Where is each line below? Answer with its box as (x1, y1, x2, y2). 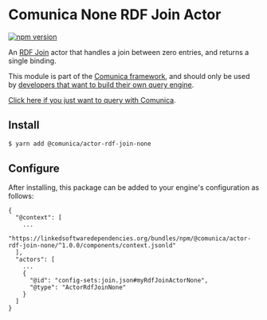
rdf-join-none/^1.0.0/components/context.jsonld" (8, 242, 177, 250)
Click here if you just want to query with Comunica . (8, 95, 177, 105)
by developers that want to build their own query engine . (8, 80, 194, 89)
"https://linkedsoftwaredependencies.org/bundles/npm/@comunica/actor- (8, 235, 251, 243)
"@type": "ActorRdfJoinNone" (29, 283, 127, 292)
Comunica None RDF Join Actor (8, 6, 222, 24)
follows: (8, 192, 34, 201)
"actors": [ (15, 255, 56, 264)
